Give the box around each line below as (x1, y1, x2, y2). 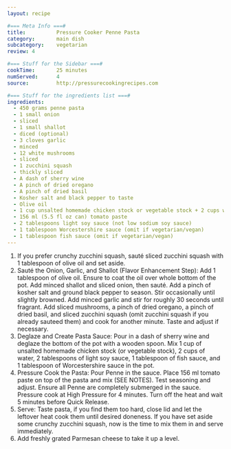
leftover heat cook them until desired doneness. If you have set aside (16, 412, 213, 420)
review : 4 (7, 48, 36, 55)
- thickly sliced (13, 169, 63, 176)
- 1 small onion (13, 111, 60, 118)
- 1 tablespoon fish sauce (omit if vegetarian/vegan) (13, 232, 174, 239)
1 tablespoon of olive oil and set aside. (16, 259, 126, 267)
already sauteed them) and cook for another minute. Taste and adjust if (16, 317, 219, 325)
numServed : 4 (7, 73, 60, 80)
